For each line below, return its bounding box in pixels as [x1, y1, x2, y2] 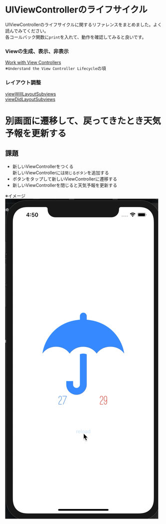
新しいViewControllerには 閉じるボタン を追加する [12, 169, 109, 175]
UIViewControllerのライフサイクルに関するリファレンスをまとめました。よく [5, 21, 162, 27]
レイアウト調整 [5, 79, 41, 86]
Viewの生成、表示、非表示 [5, 47, 69, 54]
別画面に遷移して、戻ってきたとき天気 [5, 115, 161, 126]
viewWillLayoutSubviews [5, 90, 56, 97]
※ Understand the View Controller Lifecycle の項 [5, 65, 106, 71]
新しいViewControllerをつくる [12, 163, 74, 169]
